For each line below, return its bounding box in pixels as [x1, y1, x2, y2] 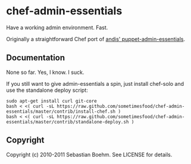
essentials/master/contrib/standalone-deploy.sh [6, 119, 129, 125]
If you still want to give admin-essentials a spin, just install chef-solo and [6, 80, 184, 87]
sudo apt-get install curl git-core [6, 98, 97, 104]
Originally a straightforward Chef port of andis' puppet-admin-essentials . [6, 35, 186, 42]
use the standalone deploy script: [6, 86, 88, 94]
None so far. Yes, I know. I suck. [6, 69, 84, 76]
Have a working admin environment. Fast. [6, 24, 108, 31]
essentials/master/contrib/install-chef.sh [6, 109, 116, 115]
